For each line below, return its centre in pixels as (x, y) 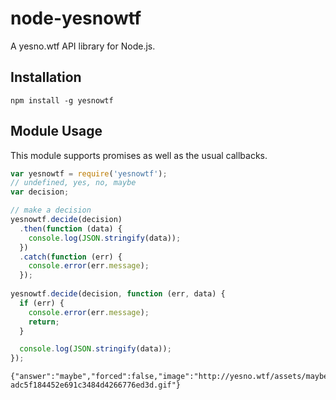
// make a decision (51, 210)
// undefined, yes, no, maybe (73, 183)
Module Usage (56, 131)
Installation (46, 77)
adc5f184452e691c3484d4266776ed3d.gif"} (96, 385)
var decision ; (40, 192)
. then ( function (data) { (71, 228)
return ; (44, 322)
